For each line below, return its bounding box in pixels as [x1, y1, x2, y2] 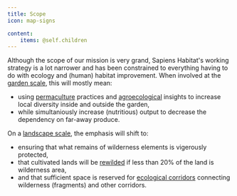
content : [7, 30, 33, 37]
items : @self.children [20, 36, 88, 43]
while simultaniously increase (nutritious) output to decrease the [17, 108, 207, 116]
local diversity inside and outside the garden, [17, 100, 150, 109]
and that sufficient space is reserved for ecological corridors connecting [17, 173, 231, 182]
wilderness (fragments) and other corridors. [17, 181, 147, 190]
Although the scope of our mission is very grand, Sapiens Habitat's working [7, 56, 229, 65]
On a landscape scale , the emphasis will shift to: [7, 129, 149, 138]
